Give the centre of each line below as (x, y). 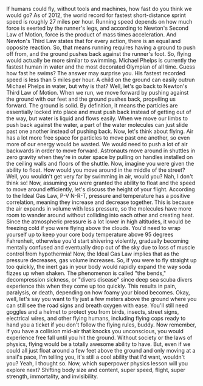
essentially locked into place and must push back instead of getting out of (99, 112)
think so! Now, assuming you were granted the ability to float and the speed (101, 183)
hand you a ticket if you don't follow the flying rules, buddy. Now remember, (101, 325)
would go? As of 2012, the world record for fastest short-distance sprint (96, 15)
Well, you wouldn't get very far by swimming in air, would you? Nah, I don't (100, 176)
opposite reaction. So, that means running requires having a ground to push (101, 47)
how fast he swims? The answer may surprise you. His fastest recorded (96, 73)
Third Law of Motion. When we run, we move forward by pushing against (98, 93)
